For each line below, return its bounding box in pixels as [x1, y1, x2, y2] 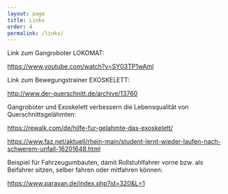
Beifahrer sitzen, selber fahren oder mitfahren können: [7, 165, 163, 174]
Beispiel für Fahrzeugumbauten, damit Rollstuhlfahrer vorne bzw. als [7, 158, 204, 167]
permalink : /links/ [7, 29, 64, 37]
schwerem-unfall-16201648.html [7, 144, 101, 154]
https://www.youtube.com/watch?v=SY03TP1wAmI [7, 62, 155, 70]
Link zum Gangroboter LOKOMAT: [7, 49, 105, 57]
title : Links [7, 17, 45, 24]
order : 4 [7, 23, 33, 30]
